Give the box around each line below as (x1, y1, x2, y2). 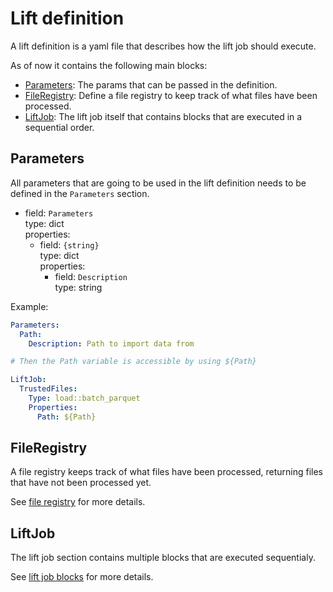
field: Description (54, 270, 128, 282)
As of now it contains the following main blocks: (10, 59, 208, 71)
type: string (54, 281, 103, 293)
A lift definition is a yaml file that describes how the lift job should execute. (10, 40, 317, 52)
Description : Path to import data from (28, 338, 195, 349)
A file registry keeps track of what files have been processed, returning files (10, 466, 324, 478)
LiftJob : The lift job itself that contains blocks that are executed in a (24, 110, 303, 122)
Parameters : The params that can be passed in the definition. (24, 78, 278, 91)
